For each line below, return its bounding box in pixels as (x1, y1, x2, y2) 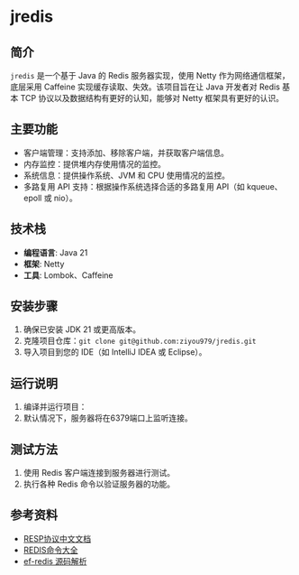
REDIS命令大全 (23, 544, 79, 555)
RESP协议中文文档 (23, 533, 92, 543)
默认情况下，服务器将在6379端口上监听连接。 (23, 413, 193, 423)
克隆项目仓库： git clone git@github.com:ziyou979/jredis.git (23, 336, 257, 347)
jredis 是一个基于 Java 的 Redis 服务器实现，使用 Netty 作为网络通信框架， (10, 70, 291, 80)
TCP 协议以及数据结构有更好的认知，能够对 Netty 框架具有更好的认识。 (20, 93, 285, 103)
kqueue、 (247, 181, 283, 191)
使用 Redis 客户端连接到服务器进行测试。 (23, 468, 175, 478)
